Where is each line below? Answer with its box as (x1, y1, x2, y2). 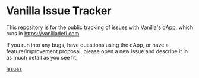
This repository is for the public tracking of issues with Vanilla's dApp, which (6, 24, 194, 31)
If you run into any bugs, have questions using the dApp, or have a (6, 41, 169, 48)
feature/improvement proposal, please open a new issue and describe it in (6, 47, 188, 54)
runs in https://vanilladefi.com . (6, 30, 81, 37)
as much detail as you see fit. (6, 54, 78, 61)
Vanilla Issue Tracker (6, 4, 112, 18)
